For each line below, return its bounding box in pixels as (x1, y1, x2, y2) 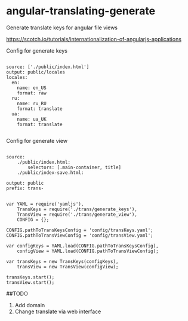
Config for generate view (6, 137, 67, 144)
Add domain (14, 301, 45, 308)
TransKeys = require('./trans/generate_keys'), (17, 206, 137, 212)
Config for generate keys (6, 47, 67, 54)
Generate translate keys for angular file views (6, 24, 118, 31)
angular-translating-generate (6, 4, 156, 18)
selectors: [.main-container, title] (27, 164, 121, 170)
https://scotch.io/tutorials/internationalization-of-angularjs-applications (6, 35, 182, 42)
